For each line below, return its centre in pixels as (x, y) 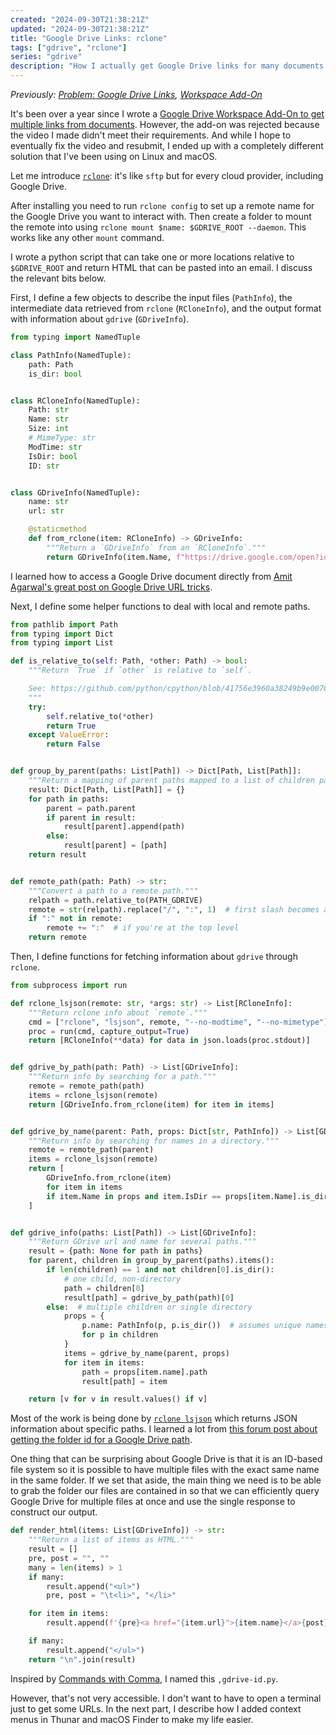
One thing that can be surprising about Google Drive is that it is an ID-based (166, 1459)
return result (57, 855)
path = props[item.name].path (144, 1372)
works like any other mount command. (87, 237)
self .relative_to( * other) (100, 716)
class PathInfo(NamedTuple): (71, 355)
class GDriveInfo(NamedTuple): (75, 492)
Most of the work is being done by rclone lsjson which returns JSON (154, 1418)
